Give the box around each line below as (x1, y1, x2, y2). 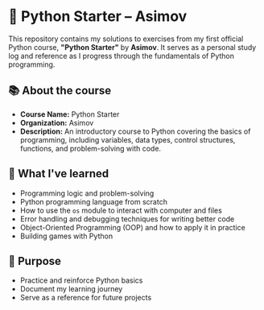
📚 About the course (8, 84, 112, 97)
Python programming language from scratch (19, 196, 167, 206)
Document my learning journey (19, 284, 123, 294)
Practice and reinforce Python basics (19, 275, 143, 285)
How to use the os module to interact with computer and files (19, 205, 223, 215)
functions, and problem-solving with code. (19, 143, 162, 153)
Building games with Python (19, 231, 113, 241)
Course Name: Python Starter (19, 109, 120, 119)
